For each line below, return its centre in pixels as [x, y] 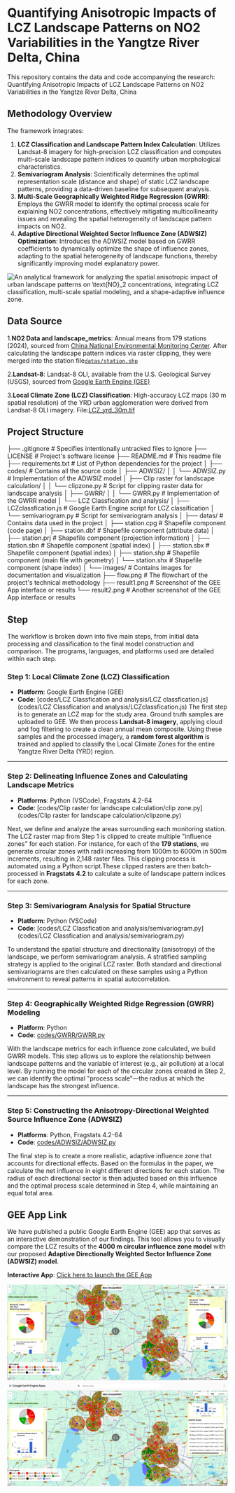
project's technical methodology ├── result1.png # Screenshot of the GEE [114, 583]
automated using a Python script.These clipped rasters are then [99, 866]
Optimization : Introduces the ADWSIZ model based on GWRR [106, 241]
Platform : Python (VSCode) [57, 921]
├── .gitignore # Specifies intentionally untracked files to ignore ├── [107, 449]
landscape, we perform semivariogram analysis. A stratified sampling [107, 957]
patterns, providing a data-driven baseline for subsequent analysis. [114, 189]
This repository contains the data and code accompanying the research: [111, 77]
